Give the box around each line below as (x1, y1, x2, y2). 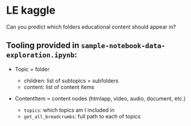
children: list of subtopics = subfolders (23, 77, 119, 84)
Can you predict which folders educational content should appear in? (6, 23, 176, 30)
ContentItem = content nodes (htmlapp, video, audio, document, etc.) (14, 94, 186, 102)
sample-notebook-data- (81, 42, 166, 51)
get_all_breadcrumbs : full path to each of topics (23, 112, 141, 119)
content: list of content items (23, 83, 94, 90)
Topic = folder (14, 65, 50, 73)
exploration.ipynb (6, 51, 75, 59)
